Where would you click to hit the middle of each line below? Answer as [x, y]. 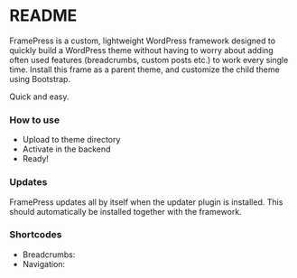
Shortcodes [36, 235]
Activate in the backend [66, 149]
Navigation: [44, 264]
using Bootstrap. [40, 79]
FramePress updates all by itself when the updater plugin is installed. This [146, 202]
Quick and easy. [39, 97]
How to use [35, 120]
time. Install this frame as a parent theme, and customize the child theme [144, 69]
